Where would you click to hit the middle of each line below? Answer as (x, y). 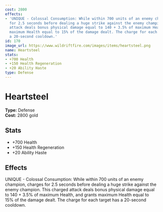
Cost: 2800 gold (22, 115)
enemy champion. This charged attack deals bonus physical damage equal (80, 190)
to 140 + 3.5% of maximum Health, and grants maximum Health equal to (77, 195)
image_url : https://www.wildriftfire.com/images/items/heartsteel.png (78, 46)
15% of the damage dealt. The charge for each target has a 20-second (76, 200)
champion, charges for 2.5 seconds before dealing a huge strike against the (81, 184)
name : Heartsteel (23, 50)
